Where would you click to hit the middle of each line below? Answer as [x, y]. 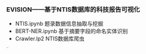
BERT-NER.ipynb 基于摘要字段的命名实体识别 [71, 31]
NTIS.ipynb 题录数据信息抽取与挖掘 [59, 24]
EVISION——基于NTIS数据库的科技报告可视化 [73, 9]
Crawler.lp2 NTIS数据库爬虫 [50, 39]
